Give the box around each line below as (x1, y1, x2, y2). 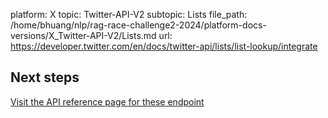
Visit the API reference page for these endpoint (10, 95, 205, 108)
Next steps (10, 69, 80, 86)
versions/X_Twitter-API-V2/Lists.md (10, 30, 157, 41)
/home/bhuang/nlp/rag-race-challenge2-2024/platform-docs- (10, 19, 267, 31)
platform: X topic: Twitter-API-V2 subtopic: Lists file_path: (10, 9, 248, 20)
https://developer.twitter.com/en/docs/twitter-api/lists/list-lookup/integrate (10, 40, 318, 52)
